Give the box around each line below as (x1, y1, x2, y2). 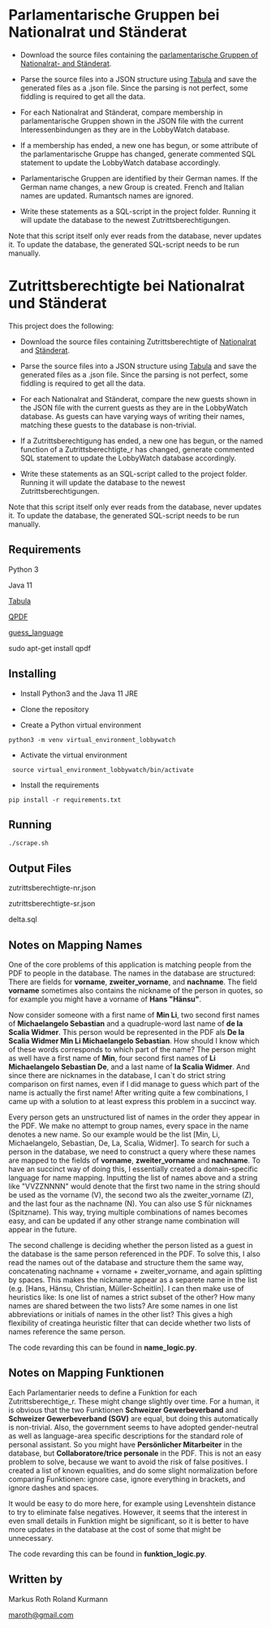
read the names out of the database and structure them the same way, (8, 1257, 244, 1267)
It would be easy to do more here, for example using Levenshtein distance (8, 1499, 256, 1508)
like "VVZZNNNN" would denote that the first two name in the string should (8, 1181, 260, 1191)
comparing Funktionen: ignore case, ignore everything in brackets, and (8, 1474, 246, 1484)
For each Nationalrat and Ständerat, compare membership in (19, 107, 223, 117)
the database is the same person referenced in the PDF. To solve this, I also (8, 1249, 261, 1259)
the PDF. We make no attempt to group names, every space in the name (8, 1120, 249, 1130)
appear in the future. (8, 1224, 77, 1234)
